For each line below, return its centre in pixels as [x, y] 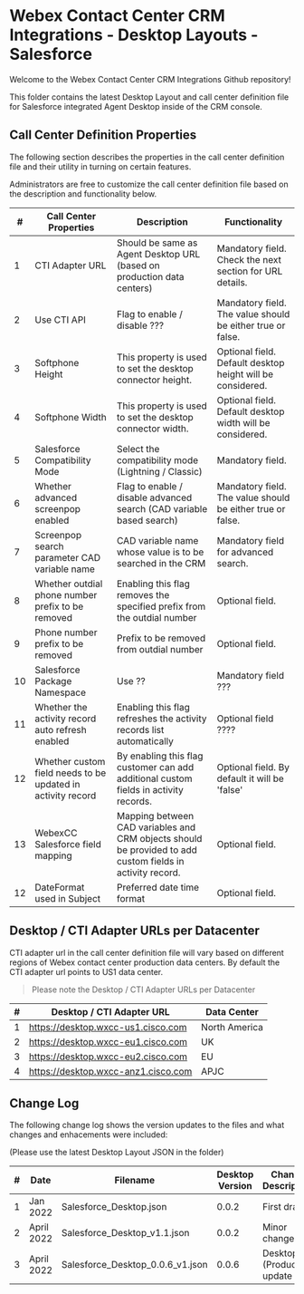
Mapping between [155, 816]
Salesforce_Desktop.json [114, 1207]
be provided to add [157, 850]
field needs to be [71, 773]
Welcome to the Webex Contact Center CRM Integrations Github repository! [150, 79]
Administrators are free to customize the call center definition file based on [149, 184]
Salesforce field [68, 844]
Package [53, 681]
